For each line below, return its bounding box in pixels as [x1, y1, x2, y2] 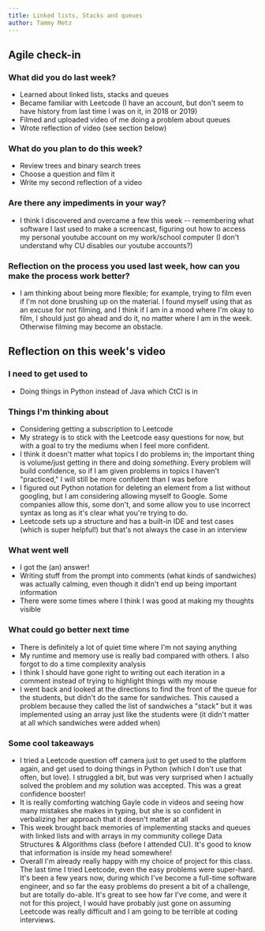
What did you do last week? [8, 72, 117, 83]
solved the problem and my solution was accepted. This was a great [19, 780, 242, 790]
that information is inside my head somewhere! [19, 847, 172, 857]
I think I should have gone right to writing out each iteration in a [19, 667, 226, 677]
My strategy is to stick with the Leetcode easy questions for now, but [19, 432, 244, 443]
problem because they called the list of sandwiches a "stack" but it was [19, 701, 252, 710]
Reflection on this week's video [8, 345, 166, 358]
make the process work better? [8, 270, 130, 281]
